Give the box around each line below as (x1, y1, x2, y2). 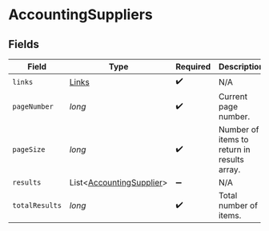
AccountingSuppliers (8, 6, 154, 24)
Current (219, 91, 248, 102)
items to (219, 134, 249, 145)
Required (175, 62, 211, 72)
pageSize (12, 145, 46, 153)
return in (219, 144, 251, 155)
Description (219, 62, 264, 72)
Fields (8, 38, 40, 51)
